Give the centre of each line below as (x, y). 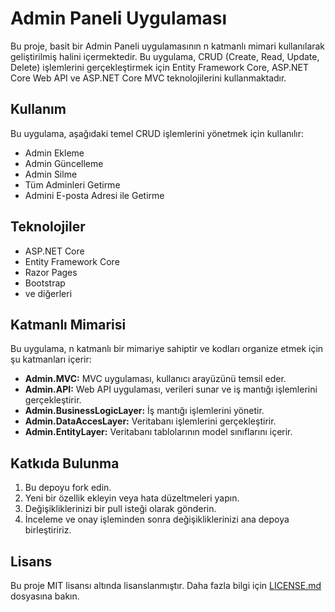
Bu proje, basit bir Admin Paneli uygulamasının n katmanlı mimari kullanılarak (168, 46)
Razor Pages (51, 272)
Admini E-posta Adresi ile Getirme (94, 195)
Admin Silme (51, 174)
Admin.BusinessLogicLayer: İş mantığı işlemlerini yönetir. (144, 411)
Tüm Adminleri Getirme (72, 184)
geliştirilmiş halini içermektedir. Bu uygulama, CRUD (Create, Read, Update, (165, 56)
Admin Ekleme (54, 153)
